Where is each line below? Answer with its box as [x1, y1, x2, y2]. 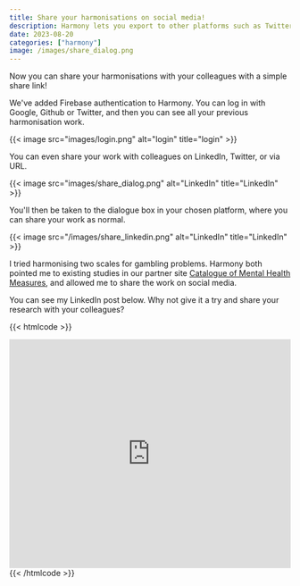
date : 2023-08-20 [9, 29, 74, 38]
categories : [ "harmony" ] [9, 38, 102, 47]
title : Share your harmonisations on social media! [9, 13, 205, 22]
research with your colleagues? [9, 305, 125, 315]
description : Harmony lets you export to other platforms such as [9, 21, 262, 30]
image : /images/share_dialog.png [9, 46, 134, 55]
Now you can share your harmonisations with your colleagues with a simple [9, 71, 287, 81]
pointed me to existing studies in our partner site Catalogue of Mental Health [9, 268, 291, 279]
